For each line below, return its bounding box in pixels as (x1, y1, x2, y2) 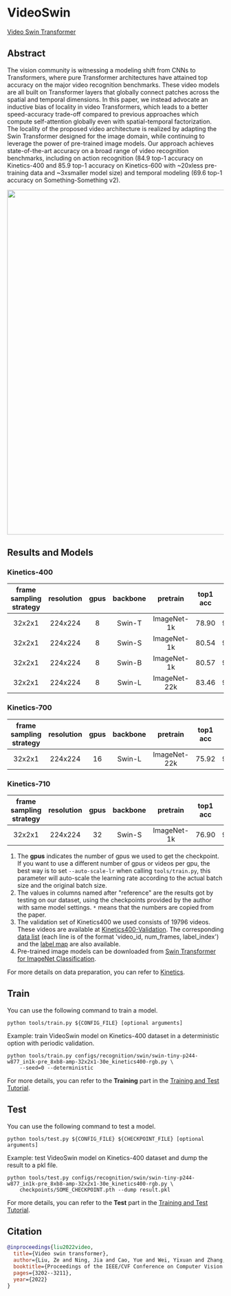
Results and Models (7, 547, 94, 559)
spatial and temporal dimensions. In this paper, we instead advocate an (7, 95, 208, 103)
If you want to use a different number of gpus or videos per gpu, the (16, 859, 210, 868)
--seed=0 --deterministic (19, 1064, 94, 1071)
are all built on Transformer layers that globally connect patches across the (7, 88, 220, 96)
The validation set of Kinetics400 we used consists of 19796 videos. (16, 918, 211, 926)
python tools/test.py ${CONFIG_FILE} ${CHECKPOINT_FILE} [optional (7, 1135, 205, 1142)
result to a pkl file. (7, 1161, 58, 1169)
